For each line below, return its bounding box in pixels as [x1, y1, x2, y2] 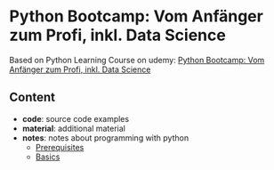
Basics [35, 151, 60, 162]
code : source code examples [21, 113, 130, 124]
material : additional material [21, 123, 126, 134]
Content [9, 90, 56, 105]
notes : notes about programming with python [21, 132, 189, 143]
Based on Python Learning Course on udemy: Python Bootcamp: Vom [9, 54, 265, 65]
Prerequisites [35, 142, 85, 152]
